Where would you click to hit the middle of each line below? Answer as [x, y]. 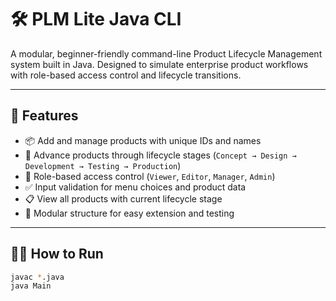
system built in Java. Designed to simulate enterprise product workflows [159, 64]
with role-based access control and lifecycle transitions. [126, 75]
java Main [31, 286]
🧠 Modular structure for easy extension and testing [129, 213]
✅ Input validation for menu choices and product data [135, 187]
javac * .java [37, 277]
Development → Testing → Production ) [103, 165]
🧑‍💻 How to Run [57, 254]
